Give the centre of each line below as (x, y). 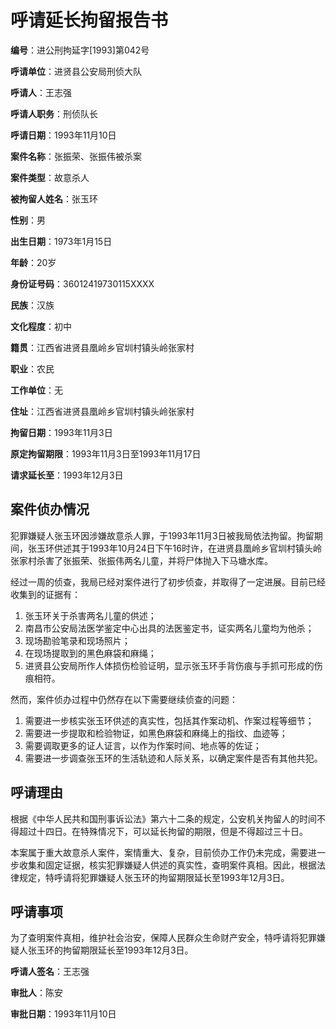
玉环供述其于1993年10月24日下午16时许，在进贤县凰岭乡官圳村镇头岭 (179, 548)
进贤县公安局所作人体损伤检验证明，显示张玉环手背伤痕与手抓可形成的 (169, 665)
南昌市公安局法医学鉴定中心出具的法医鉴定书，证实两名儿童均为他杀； (169, 628)
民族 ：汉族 (32, 305)
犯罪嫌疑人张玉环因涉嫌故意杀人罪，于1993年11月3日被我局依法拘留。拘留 (162, 535)
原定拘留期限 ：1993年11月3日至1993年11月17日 (106, 453)
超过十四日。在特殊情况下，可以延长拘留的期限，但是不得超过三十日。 (163, 831)
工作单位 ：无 (36, 390)
